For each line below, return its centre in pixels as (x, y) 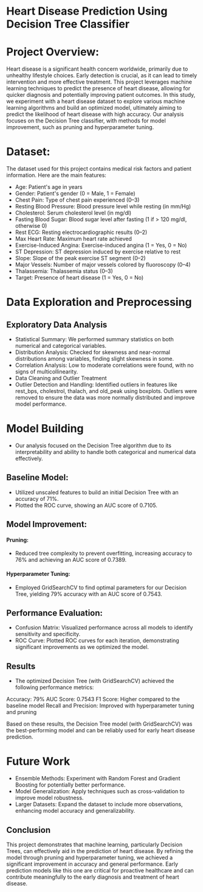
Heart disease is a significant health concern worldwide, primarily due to (97, 69)
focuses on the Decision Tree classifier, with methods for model (86, 121)
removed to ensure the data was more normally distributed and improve (105, 398)
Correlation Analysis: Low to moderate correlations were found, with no (104, 365)
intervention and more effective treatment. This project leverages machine (99, 82)
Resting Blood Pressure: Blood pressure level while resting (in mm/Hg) (103, 207)
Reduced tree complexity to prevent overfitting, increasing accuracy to (104, 553)
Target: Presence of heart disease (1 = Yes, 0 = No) (79, 278)
